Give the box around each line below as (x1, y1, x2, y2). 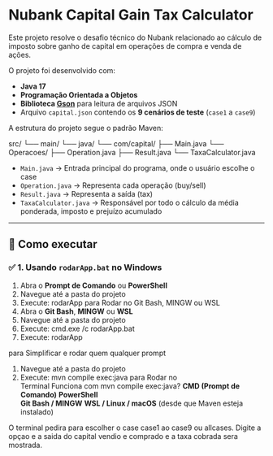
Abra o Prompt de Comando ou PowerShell (19, 280, 168, 290)
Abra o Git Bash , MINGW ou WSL (19, 306, 133, 316)
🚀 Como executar (8, 237, 97, 251)
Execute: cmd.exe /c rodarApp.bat (19, 324, 136, 333)
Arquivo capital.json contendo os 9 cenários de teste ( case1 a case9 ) (19, 107, 256, 117)
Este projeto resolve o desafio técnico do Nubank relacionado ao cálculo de (8, 33, 262, 42)
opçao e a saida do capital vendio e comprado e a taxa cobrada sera (8, 431, 238, 441)
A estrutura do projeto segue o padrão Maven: (8, 123, 164, 132)
